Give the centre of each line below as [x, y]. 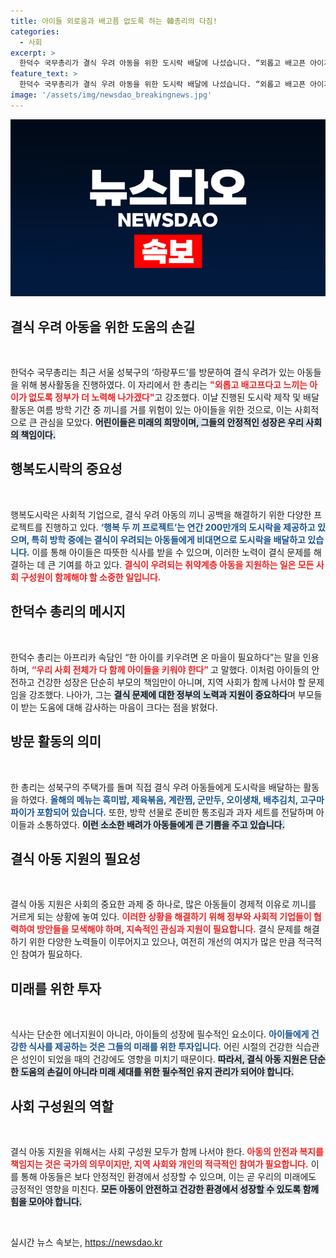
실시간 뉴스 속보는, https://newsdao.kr [86, 1242]
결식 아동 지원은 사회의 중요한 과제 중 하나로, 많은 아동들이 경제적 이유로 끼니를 [163, 904]
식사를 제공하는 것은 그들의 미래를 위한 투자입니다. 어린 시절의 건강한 [160, 1047]
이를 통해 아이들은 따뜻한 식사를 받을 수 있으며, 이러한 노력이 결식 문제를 [171, 552]
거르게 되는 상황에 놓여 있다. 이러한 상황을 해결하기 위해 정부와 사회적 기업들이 [161, 917]
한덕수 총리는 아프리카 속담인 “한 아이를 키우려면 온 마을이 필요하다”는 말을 [155, 657]
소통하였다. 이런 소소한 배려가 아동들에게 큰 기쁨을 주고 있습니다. [161, 824]
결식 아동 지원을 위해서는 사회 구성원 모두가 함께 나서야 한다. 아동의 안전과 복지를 [167, 1151]
